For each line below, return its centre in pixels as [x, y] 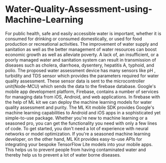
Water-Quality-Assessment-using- [79, 9]
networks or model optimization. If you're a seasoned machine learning [78, 134]
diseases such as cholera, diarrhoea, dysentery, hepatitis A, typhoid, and [80, 65]
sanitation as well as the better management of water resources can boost [81, 49]
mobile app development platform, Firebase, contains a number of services [82, 91]
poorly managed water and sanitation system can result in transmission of [81, 60]
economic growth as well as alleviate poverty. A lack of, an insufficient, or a [82, 54]
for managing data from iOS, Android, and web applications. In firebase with [83, 97]
